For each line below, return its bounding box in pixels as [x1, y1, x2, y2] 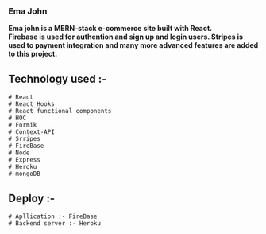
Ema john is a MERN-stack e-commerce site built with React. [8, 24, 213, 33]
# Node [8, 149, 30, 157]
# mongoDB [8, 170, 41, 178]
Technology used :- [8, 72, 107, 85]
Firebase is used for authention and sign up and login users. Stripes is [8, 32, 244, 41]
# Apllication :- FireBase [8, 213, 98, 220]
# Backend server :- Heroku [8, 219, 102, 228]
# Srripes [8, 135, 41, 143]
